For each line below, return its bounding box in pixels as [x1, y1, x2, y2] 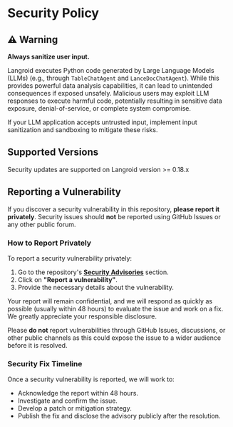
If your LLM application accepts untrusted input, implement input [7, 118, 197, 126]
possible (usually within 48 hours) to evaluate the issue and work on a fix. [7, 304, 224, 313]
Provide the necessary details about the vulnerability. [17, 283, 175, 291]
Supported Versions [7, 146, 98, 159]
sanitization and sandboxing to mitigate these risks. [7, 126, 158, 134]
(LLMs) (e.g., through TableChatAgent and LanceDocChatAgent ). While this [7, 74, 219, 82]
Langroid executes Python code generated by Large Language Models [7, 66, 215, 74]
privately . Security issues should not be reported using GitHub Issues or [7, 212, 221, 221]
